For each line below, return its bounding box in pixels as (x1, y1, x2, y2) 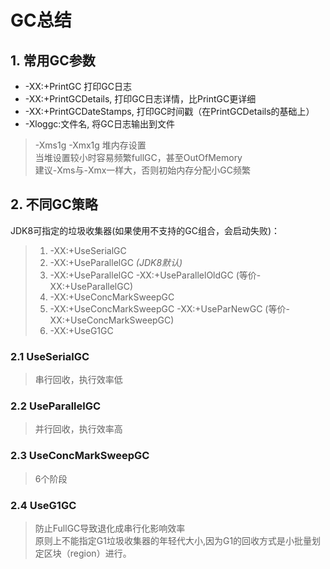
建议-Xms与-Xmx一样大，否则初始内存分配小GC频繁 (34, 164, 252, 176)
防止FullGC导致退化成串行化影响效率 (34, 522, 186, 534)
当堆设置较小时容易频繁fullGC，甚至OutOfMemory (34, 152, 243, 163)
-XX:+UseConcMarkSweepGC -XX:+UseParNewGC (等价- (49, 302, 290, 315)
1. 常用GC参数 (10, 52, 96, 69)
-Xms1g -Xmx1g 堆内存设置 (34, 139, 147, 151)
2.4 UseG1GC (10, 498, 77, 512)
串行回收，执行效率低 (34, 374, 123, 386)
